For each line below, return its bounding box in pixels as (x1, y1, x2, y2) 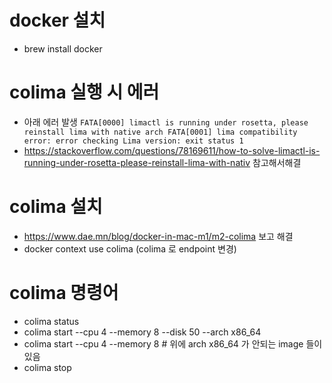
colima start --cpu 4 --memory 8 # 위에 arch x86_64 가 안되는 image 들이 (23, 337, 323, 350)
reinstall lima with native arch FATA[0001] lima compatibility (23, 127, 298, 137)
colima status (23, 315, 80, 327)
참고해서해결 (252, 156, 302, 168)
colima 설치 (9, 196, 103, 218)
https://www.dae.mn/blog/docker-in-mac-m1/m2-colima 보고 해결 (23, 230, 294, 242)
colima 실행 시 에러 (9, 81, 160, 104)
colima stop (23, 361, 72, 373)
